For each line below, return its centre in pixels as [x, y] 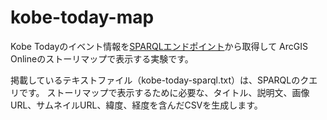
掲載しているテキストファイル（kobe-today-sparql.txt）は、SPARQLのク [160, 80]
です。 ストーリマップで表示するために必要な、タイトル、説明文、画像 [164, 92]
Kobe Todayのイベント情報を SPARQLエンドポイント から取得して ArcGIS [159, 46]
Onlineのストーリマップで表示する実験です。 [102, 58]
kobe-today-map [82, 17]
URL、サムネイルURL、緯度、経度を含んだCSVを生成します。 [136, 105]
